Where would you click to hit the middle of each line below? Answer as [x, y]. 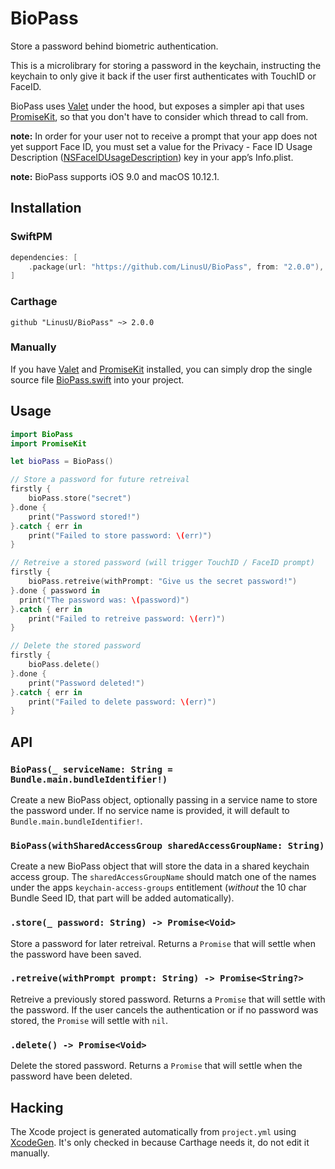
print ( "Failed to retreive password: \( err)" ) [127, 618]
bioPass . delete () [64, 665]
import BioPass [42, 434]
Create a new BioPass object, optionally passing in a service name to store [164, 799]
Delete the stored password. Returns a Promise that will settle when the [156, 1066]
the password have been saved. [76, 954]
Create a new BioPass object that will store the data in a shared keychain [160, 866]
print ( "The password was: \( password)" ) [104, 600]
